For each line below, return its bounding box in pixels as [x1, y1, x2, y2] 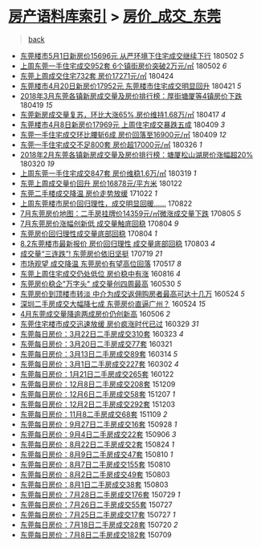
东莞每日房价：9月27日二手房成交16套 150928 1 [19, 419, 177, 429]
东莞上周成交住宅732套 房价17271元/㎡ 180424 [19, 71, 174, 80]
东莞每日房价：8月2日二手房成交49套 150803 [19, 469, 170, 479]
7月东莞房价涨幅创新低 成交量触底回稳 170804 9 [19, 218, 179, 228]
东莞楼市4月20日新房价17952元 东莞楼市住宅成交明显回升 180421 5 [19, 81, 242, 91]
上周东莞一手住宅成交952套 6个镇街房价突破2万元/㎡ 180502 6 [19, 61, 227, 71]
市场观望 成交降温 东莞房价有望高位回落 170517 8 [19, 259, 182, 268]
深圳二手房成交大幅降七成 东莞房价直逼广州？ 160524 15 [19, 299, 206, 308]
